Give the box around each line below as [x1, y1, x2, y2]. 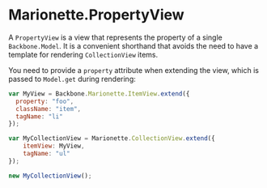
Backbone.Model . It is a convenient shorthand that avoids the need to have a [8, 41, 259, 50]
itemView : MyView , [23, 142, 85, 151]
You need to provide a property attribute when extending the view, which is [8, 65, 259, 75]
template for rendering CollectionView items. [8, 49, 159, 59]
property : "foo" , [15, 97, 74, 105]
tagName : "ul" [23, 150, 70, 158]
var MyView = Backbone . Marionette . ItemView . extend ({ [8, 89, 190, 98]
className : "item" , [15, 105, 82, 113]
